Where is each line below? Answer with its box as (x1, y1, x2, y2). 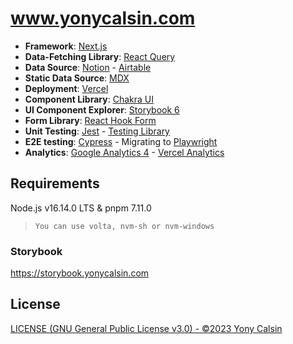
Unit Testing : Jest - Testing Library (24, 125, 170, 137)
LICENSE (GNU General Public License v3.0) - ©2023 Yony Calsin (10, 322, 283, 334)
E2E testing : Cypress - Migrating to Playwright (24, 135, 218, 147)
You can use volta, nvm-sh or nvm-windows (34, 221, 215, 231)
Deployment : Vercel (24, 82, 109, 94)
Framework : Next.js (24, 40, 108, 52)
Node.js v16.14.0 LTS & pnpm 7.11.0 (10, 202, 152, 214)
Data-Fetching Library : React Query (24, 50, 176, 62)
